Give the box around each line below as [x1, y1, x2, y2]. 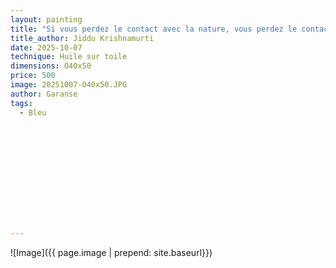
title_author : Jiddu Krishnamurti [10, 33, 155, 43]
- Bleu [19, 107, 47, 118]
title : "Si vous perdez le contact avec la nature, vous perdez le [10, 24, 298, 34]
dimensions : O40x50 [10, 61, 92, 71]
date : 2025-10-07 [10, 42, 83, 53]
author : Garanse [10, 89, 78, 99]
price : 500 [10, 71, 56, 81]
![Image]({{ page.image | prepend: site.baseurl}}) [10, 246, 213, 258]
